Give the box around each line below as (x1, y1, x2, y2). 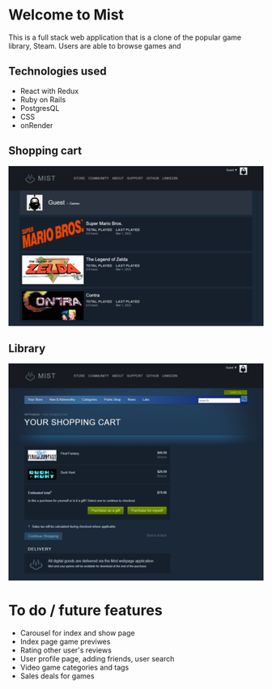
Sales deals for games (19, 670, 95, 681)
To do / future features (8, 601, 164, 619)
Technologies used (8, 65, 107, 79)
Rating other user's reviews (19, 645, 112, 655)
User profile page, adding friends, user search (19, 653, 175, 663)
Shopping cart (8, 144, 83, 158)
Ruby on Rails (19, 95, 66, 104)
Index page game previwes (19, 636, 111, 646)
